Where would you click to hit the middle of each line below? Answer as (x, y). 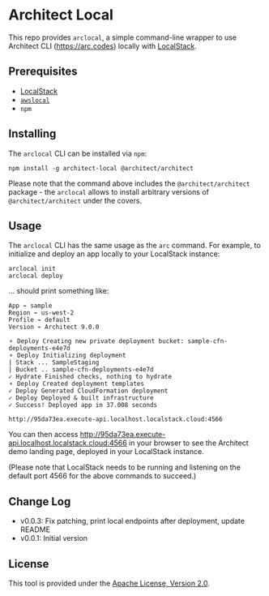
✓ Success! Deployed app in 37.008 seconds (83, 405)
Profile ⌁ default (39, 320)
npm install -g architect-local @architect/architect (101, 168)
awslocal (35, 100)
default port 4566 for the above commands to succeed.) (102, 476)
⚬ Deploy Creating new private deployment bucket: (96, 341)
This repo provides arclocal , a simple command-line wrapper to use (123, 37)
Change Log (40, 502)
